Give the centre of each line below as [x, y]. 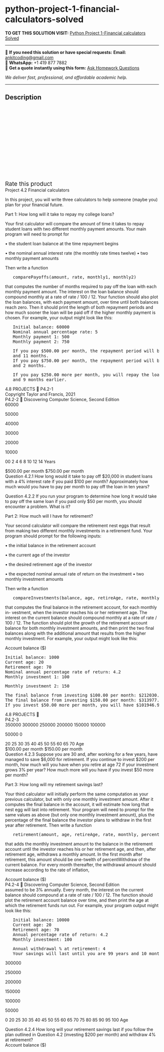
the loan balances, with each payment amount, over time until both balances [82, 302]
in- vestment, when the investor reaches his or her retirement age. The [76, 612]
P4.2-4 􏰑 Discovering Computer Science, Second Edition [62, 885]
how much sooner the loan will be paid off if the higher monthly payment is [80, 312]
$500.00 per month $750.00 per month [45, 471]
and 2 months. [30, 365]
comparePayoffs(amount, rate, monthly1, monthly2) [75, 277]
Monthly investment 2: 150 [37, 686]
